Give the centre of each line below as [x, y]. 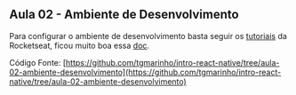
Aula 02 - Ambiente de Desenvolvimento [124, 15]
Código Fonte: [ [38, 62]
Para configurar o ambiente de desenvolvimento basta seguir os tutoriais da [148, 36]
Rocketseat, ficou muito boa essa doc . [79, 45]
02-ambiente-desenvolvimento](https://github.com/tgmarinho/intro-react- [145, 72]
